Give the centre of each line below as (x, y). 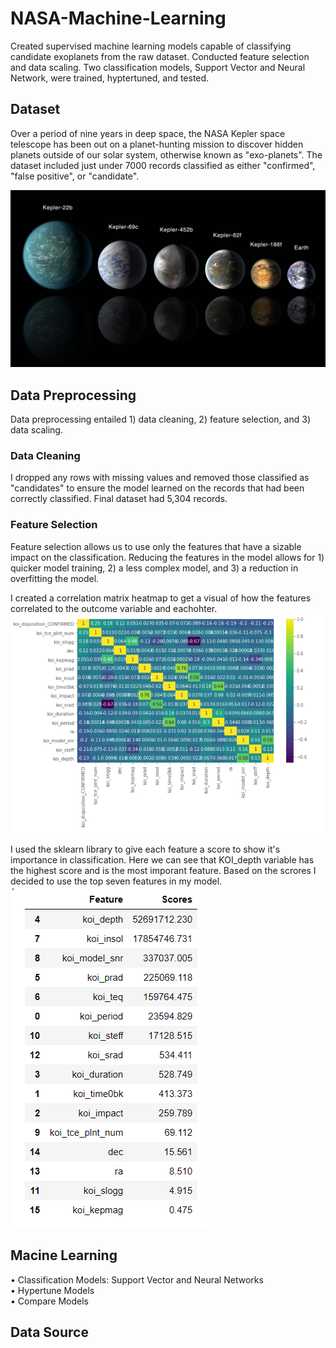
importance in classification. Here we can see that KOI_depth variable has (162, 859)
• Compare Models (49, 1301)
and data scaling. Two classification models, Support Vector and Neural (158, 67)
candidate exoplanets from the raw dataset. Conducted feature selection (160, 56)
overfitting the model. (55, 578)
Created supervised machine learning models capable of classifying (151, 46)
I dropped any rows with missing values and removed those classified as (160, 478)
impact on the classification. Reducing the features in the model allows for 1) (167, 557)
